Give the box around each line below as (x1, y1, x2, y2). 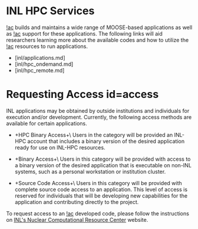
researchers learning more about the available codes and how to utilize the (6, 36, 189, 43)
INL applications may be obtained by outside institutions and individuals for (6, 107, 190, 114)
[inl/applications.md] (14, 54, 65, 61)
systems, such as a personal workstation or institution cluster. (14, 168, 166, 175)
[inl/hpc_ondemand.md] (14, 61, 74, 68)
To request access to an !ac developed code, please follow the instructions (6, 209, 190, 217)
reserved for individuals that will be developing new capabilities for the (14, 192, 188, 199)
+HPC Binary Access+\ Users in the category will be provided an (14, 131, 173, 138)
